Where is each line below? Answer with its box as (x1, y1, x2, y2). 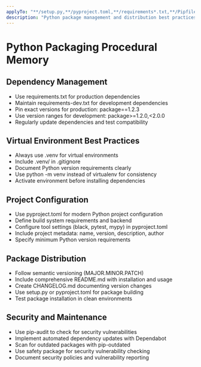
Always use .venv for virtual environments (14, 151, 118, 159)
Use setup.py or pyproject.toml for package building (14, 288, 144, 296)
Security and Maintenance (6, 312, 107, 323)
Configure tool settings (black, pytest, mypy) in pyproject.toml (14, 223, 168, 231)
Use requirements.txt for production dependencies (14, 93, 141, 100)
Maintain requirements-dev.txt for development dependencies (14, 99, 169, 106)
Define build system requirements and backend (14, 217, 132, 224)
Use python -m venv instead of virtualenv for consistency (14, 171, 157, 178)
